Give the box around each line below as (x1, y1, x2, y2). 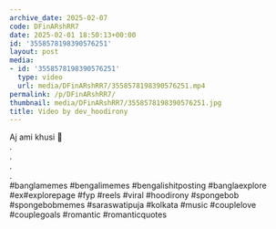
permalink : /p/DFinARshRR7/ (9, 89, 117, 99)
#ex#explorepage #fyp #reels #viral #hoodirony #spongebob (9, 190, 240, 201)
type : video (17, 73, 64, 82)
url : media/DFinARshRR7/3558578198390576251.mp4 (17, 81, 206, 90)
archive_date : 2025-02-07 (9, 13, 107, 23)
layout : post (9, 47, 59, 57)
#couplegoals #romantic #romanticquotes (9, 209, 167, 220)
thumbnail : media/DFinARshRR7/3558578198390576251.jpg (9, 98, 222, 108)
